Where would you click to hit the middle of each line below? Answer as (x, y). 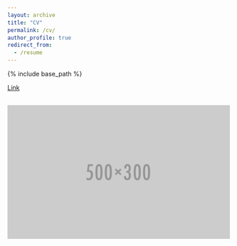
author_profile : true (39, 38)
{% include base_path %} (45, 74)
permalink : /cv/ (31, 30)
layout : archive (31, 15)
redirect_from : (30, 45)
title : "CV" (25, 22)
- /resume (28, 53)
